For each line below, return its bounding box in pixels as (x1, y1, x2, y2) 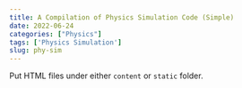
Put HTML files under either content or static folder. (9, 70, 203, 81)
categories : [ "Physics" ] (9, 29, 102, 38)
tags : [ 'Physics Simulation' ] (9, 37, 123, 47)
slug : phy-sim (9, 46, 63, 55)
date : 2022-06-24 (9, 21, 74, 30)
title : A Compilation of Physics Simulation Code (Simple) (9, 12, 235, 22)
